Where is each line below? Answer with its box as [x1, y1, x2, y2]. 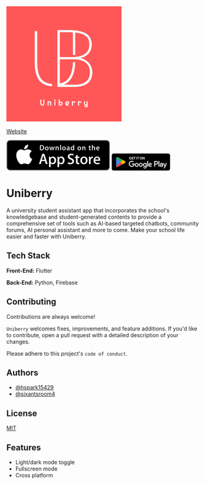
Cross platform [15, 472, 53, 478]
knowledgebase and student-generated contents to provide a [6, 213, 162, 221]
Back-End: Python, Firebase [6, 279, 78, 286]
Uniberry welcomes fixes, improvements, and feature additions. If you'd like [6, 325, 198, 332]
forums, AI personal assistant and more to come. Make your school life [6, 226, 185, 233]
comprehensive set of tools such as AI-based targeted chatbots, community [6, 219, 199, 227]
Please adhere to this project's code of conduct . [6, 349, 128, 357]
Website [6, 128, 28, 135]
